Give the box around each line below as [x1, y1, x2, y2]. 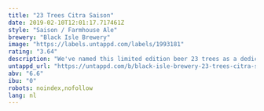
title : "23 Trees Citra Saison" [8, 11, 114, 20]
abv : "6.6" [8, 70, 44, 77]
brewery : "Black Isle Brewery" [8, 33, 111, 41]
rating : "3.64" [8, 48, 58, 55]
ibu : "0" [8, 77, 37, 84]
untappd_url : [8, 63, 51, 70]
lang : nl [8, 91, 37, 99]
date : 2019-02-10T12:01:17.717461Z [8, 19, 125, 27]
